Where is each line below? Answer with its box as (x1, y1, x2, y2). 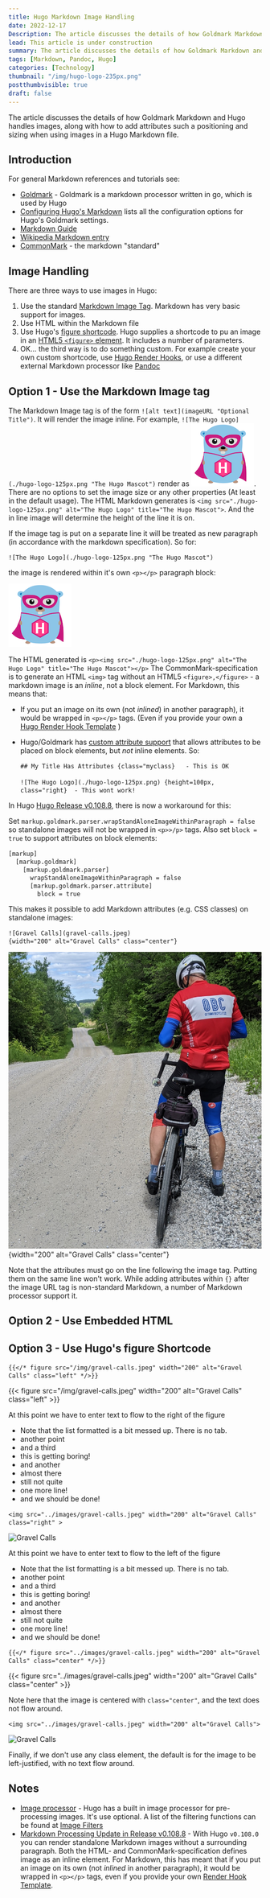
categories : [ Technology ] (8, 64, 95, 72)
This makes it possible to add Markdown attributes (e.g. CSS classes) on (8, 904, 249, 913)
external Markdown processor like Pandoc (19, 361, 161, 371)
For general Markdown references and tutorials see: (8, 174, 181, 184)
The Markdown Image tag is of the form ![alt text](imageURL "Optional (8, 406, 250, 415)
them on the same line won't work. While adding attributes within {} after (8, 1274, 250, 1283)
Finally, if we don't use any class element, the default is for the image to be (8, 1750, 256, 1760)
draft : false (8, 89, 52, 97)
